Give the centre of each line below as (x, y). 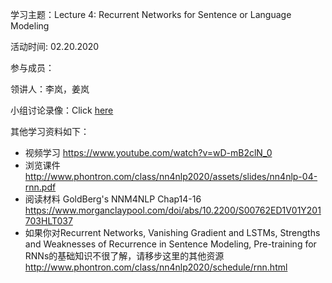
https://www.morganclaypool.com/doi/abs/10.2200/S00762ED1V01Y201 (173, 210)
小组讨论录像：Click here (62, 110)
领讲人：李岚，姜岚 (50, 89)
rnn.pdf (40, 187)
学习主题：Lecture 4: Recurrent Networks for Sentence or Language (151, 14)
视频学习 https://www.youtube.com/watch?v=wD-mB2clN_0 (148, 152)
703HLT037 (48, 221)
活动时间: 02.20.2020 (55, 46)
